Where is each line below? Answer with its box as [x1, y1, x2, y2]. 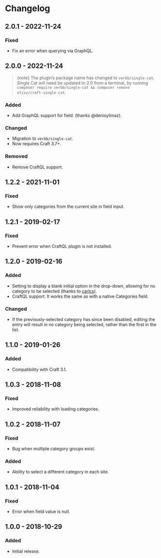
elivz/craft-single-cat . [16, 89, 66, 95]
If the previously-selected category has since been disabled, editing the [12, 316, 156, 322]
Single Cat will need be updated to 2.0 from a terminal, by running [16, 80, 148, 85]
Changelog [5, 3, 50, 14]
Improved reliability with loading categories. [12, 406, 100, 412]
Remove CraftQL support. [12, 164, 63, 170]
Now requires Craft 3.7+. [12, 141, 61, 147]
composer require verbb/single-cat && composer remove [16, 85, 130, 90]
